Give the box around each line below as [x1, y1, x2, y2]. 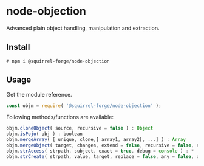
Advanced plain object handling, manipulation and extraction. [6, 24, 160, 32]
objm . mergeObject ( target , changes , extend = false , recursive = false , [6, 142, 194, 148]
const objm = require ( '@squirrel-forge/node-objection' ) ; [6, 102, 162, 109]
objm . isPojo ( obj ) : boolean [6, 131, 83, 137]
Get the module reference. [6, 91, 72, 98]
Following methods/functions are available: [6, 114, 114, 121]
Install [6, 42, 30, 52]
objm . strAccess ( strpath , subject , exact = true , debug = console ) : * [6, 148, 194, 154]
